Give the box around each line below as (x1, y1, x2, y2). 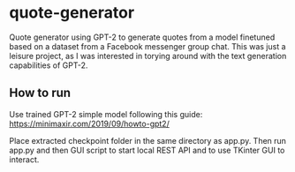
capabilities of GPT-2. (9, 60, 88, 71)
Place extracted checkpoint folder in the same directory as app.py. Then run (9, 135, 287, 146)
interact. (9, 153, 40, 165)
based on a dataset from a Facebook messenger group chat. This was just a (9, 41, 286, 51)
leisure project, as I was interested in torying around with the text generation (9, 50, 287, 61)
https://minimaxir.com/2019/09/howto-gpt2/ (9, 118, 170, 129)
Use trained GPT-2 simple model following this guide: (9, 108, 203, 119)
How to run (9, 86, 72, 101)
